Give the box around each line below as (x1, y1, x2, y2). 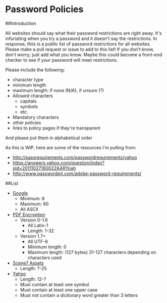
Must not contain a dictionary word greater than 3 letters (20, 292, 138, 298)
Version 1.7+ (20, 233, 46, 239)
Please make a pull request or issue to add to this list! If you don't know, (5, 46, 154, 52)
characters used (27, 254, 62, 261)
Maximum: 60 (20, 201, 49, 207)
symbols (20, 103, 38, 109)
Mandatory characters (12, 114, 59, 120)
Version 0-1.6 (20, 217, 48, 223)
